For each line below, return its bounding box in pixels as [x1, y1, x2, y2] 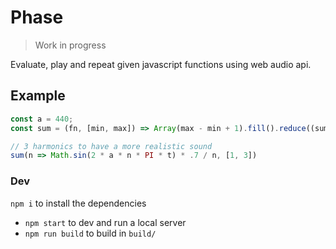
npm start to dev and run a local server [24, 216, 187, 228]
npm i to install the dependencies [10, 197, 147, 209]
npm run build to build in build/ [24, 227, 157, 239]
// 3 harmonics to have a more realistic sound [10, 141, 213, 151]
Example [10, 87, 66, 105]
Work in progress [34, 39, 107, 51]
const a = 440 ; [10, 114, 74, 124]
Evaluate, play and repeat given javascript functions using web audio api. [10, 58, 312, 70]
